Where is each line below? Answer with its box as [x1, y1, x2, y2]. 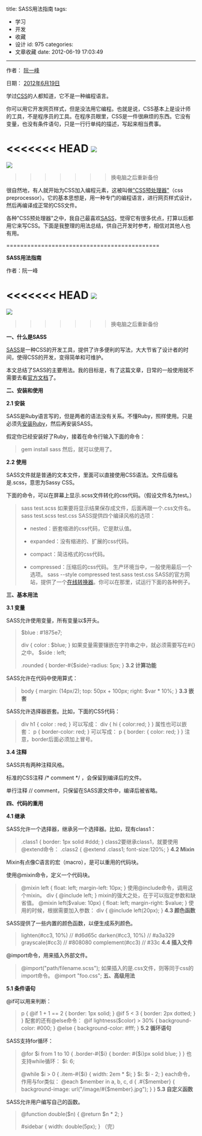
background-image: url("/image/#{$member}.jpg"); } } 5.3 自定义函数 [20, 1085, 194, 1093]
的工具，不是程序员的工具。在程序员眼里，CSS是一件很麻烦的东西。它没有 [6, 113, 191, 119]
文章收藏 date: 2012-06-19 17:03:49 [14, 48, 103, 56]
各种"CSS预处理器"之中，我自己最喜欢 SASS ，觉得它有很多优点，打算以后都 [6, 214, 194, 221]
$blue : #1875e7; [20, 629, 63, 636]
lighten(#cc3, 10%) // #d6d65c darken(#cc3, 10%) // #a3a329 [20, 931, 175, 939]
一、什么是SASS [6, 333, 47, 340]
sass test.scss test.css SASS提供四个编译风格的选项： [20, 512, 156, 519]
